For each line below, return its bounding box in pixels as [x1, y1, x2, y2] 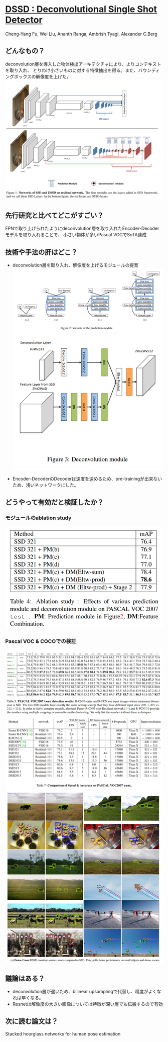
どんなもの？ [5, 47, 45, 55]
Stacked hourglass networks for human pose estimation [5, 1030, 121, 1036]
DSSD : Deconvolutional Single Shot [5, 4, 157, 15]
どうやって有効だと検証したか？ [5, 498, 104, 507]
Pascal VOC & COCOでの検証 [5, 637, 77, 644]
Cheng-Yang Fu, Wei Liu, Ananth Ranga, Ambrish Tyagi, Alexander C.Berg [5, 31, 158, 37]
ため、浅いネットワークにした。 [12, 482, 79, 488]
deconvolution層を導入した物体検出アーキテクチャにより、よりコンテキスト [5, 61, 161, 67]
